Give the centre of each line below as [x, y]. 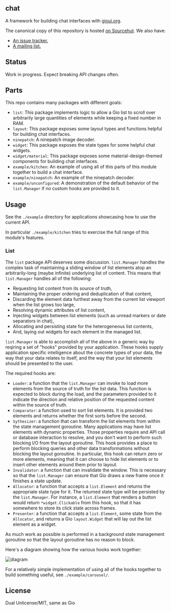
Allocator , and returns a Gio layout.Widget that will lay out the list [82, 519]
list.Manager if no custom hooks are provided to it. [66, 189]
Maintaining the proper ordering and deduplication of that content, [82, 294]
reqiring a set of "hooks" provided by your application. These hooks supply [84, 347]
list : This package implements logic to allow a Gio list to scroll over [84, 112]
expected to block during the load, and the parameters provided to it [84, 394]
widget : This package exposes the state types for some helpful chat [84, 145]
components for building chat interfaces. [55, 161]
